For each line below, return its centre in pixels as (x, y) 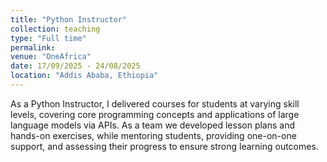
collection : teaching (55, 29)
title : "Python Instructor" (69, 19)
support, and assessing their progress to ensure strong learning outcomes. (164, 146)
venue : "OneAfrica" (51, 57)
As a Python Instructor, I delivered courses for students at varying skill (155, 103)
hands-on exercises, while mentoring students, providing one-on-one (153, 135)
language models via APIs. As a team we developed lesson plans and (153, 125)
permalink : (33, 47)
